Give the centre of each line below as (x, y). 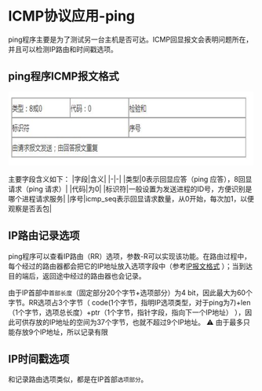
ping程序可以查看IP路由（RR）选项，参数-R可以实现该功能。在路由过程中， (129, 256)
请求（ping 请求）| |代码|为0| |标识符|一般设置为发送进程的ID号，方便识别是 (130, 189)
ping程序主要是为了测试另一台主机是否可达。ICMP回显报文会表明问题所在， (131, 39)
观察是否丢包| (30, 208)
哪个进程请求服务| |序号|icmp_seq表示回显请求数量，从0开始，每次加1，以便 (131, 198)
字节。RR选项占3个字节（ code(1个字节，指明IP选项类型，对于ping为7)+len (129, 302)
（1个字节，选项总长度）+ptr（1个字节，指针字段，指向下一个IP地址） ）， (127, 312)
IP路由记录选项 (44, 236)
